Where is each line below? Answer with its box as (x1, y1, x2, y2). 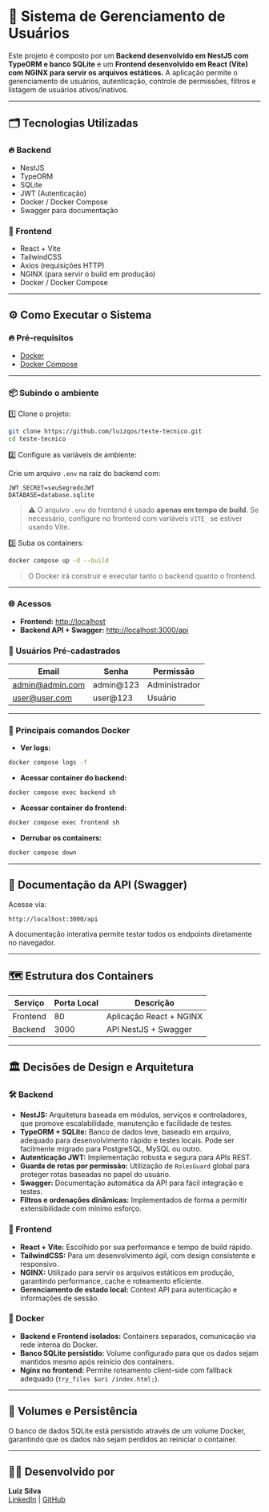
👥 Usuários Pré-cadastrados (8, 645, 121, 656)
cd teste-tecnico (8, 434, 66, 443)
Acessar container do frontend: (19, 803, 127, 812)
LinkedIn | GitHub (8, 1494, 66, 1505)
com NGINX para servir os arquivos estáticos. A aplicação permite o (8, 67, 238, 77)
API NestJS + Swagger (106, 1023, 192, 1034)
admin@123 (92, 679, 140, 691)
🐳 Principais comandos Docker (8, 725, 130, 736)
